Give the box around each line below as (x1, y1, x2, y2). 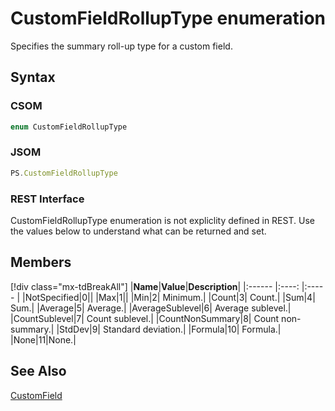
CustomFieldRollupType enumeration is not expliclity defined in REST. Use (10, 214, 315, 226)
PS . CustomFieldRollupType (10, 168, 118, 178)
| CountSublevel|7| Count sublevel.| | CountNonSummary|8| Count (10, 312, 280, 324)
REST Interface (10, 192, 85, 206)
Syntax (10, 69, 56, 86)
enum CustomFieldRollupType (10, 122, 128, 132)
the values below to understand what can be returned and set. (10, 225, 267, 237)
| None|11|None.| (10, 333, 77, 346)
